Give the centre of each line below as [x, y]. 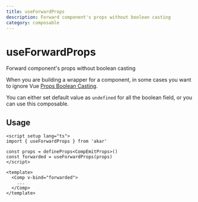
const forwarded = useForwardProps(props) [59, 157]
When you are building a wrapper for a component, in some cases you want [99, 80]
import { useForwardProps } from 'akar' [57, 142]
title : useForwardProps [36, 12]
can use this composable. [38, 104]
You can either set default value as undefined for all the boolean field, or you [99, 98]
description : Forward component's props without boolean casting [88, 17]
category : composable [33, 23]
